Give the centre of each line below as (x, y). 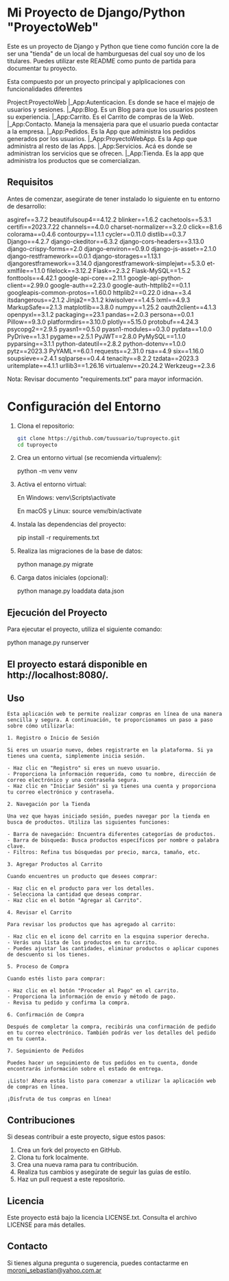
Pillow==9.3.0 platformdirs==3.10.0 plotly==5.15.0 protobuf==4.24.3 (103, 322)
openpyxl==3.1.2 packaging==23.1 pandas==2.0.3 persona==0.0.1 (100, 314)
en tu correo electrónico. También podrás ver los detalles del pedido (111, 1033)
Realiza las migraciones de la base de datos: (80, 551)
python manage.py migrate (55, 565)
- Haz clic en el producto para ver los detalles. (81, 888)
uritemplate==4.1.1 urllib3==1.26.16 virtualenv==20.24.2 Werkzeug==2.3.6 (111, 365)
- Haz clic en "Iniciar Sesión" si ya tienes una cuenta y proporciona (111, 786)
